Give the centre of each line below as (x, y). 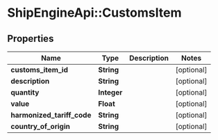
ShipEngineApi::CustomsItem (94, 13)
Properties (31, 39)
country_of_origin (41, 126)
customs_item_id (39, 70)
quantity (25, 92)
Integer (110, 92)
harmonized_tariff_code (51, 115)
